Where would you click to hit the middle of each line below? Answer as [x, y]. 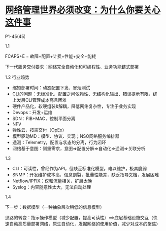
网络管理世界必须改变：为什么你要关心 [83, 10]
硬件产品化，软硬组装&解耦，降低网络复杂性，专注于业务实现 [74, 106]
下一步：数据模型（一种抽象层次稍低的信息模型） [55, 207]
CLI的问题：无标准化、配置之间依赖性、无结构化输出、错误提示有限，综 [85, 94]
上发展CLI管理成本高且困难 [39, 100]
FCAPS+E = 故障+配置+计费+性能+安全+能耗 [50, 56]
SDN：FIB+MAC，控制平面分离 [44, 118]
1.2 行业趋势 [17, 77]
